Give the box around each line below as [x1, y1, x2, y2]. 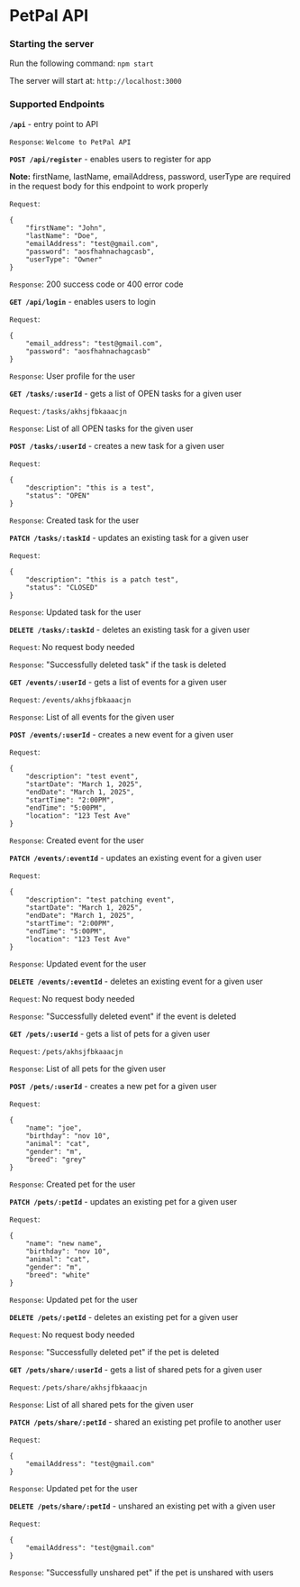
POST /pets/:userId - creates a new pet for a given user [9, 1080, 218, 1091]
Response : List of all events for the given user [9, 711, 175, 722]
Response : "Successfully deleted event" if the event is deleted [9, 1011, 237, 1022]
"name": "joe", [25, 1124, 83, 1133]
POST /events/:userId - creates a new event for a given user [9, 729, 234, 739]
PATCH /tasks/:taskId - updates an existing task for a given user [9, 532, 250, 543]
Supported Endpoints [9, 98, 105, 111]
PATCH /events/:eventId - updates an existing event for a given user [9, 852, 262, 863]
